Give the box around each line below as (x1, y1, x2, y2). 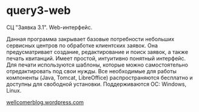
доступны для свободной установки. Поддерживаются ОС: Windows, (6, 80, 187, 88)
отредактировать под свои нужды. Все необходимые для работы (6, 67, 177, 74)
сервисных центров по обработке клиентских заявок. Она (6, 42, 158, 49)
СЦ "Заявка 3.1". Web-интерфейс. (6, 24, 93, 31)
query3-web (6, 4, 71, 18)
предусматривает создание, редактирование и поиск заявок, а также (6, 48, 189, 55)
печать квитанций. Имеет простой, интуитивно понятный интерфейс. (6, 54, 186, 62)
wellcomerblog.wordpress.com (6, 98, 84, 106)
